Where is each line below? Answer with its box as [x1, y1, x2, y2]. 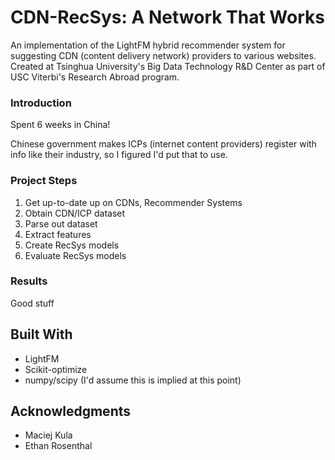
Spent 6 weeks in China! [10, 119, 111, 131]
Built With [10, 326, 73, 343]
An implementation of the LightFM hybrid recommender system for [10, 39, 286, 51]
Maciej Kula [24, 429, 73, 441]
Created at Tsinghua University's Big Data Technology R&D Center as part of [10, 60, 326, 72]
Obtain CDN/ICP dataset [24, 207, 126, 219]
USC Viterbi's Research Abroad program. [10, 71, 180, 83]
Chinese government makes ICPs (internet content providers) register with [10, 138, 317, 150]
